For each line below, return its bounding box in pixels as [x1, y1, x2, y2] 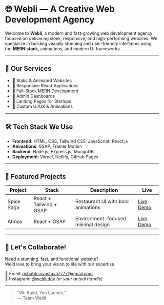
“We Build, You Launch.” [17, 290, 66, 296]
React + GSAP [33, 218, 66, 225]
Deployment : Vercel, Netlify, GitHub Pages [12, 154, 99, 160]
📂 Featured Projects [5, 172, 66, 181]
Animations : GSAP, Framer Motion [12, 143, 82, 149]
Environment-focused [75, 215, 126, 222]
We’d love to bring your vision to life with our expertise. [5, 261, 116, 267]
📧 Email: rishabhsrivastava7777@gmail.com [5, 271, 93, 277]
